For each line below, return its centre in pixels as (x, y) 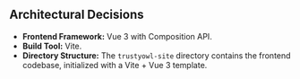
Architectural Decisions (77, 15)
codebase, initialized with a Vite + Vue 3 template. (115, 65)
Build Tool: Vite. (52, 46)
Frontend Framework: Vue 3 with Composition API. (117, 36)
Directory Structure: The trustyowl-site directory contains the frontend (156, 55)
